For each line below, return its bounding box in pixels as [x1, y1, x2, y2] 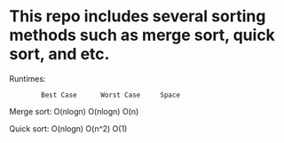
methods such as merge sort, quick [9, 25, 275, 45]
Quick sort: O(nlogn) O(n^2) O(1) [9, 123, 128, 134]
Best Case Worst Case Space [41, 91, 180, 99]
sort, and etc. [9, 44, 110, 64]
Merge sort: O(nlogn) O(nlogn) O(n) [9, 106, 139, 116]
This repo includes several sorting [9, 6, 266, 27]
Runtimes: [9, 73, 46, 83]
